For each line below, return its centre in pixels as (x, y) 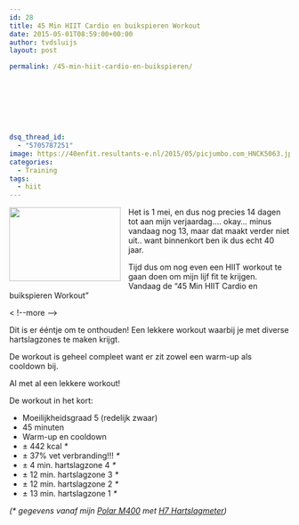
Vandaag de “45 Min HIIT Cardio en (193, 287)
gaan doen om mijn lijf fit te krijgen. (193, 277)
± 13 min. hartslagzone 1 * (69, 494)
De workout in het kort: (51, 400)
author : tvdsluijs (43, 42)
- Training (37, 170)
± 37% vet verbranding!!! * (71, 456)
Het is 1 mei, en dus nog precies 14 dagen (205, 212)
